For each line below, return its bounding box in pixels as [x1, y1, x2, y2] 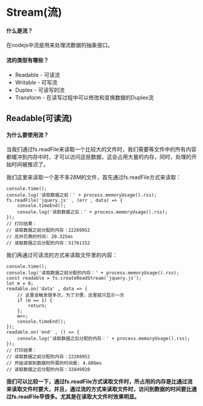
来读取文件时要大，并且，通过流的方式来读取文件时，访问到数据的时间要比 [6, 385, 192, 393]
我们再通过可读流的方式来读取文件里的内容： [6, 251, 118, 259]
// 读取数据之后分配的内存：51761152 [6, 240, 91, 246]
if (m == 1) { [17, 297, 53, 304]
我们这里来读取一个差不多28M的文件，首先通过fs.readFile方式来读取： [6, 173, 182, 181]
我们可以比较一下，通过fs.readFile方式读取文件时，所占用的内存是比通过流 [6, 378, 193, 385]
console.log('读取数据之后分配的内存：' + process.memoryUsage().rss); [17, 336, 190, 342]
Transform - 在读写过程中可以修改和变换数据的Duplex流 [14, 94, 154, 101]
